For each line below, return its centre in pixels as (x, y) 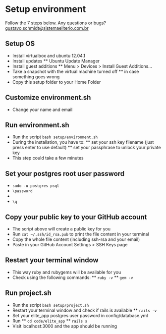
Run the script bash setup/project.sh (51, 305)
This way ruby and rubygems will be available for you (67, 272)
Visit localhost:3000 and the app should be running (65, 326)
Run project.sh (28, 293)
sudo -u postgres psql (36, 186)
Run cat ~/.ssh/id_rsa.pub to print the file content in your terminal (81, 234)
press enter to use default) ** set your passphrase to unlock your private (86, 148)
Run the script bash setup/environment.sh (55, 137)
